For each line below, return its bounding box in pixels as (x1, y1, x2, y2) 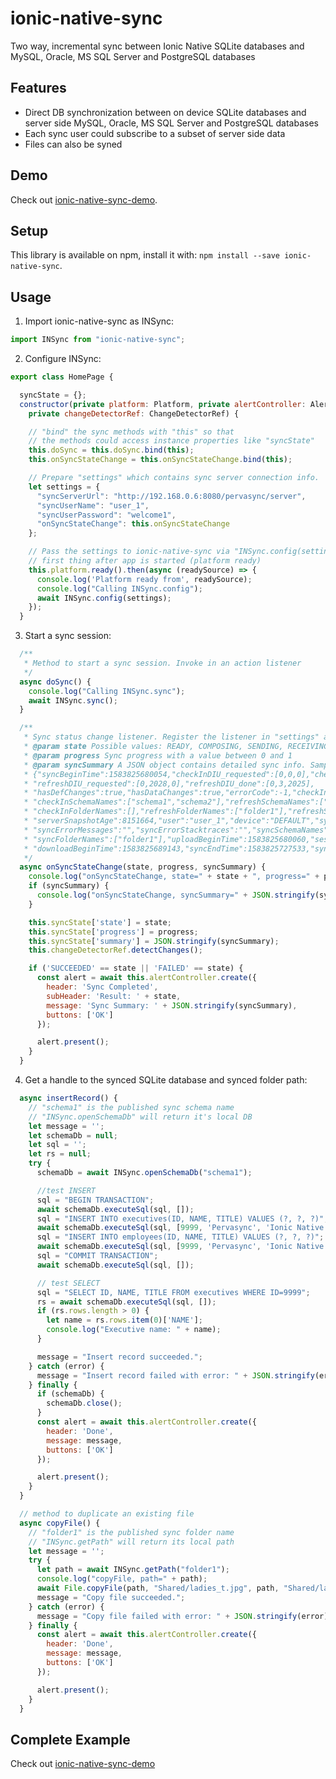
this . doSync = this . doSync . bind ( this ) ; (28, 445, 195, 456)
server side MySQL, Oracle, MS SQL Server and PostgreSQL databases (24, 117, 319, 129)
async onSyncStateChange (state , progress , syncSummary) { (19, 862, 267, 872)
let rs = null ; (28, 1149, 92, 1159)
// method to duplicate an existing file (19, 1509, 195, 1519)
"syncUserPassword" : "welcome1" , (36, 510, 177, 520)
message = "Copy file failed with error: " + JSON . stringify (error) (36, 1611, 329, 1621)
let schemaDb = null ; (28, 1130, 118, 1141)
